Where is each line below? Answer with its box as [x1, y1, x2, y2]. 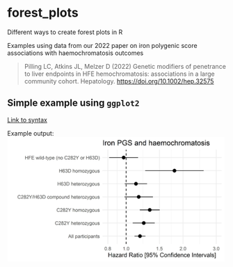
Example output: [7, 129, 54, 137]
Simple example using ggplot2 [7, 97, 140, 109]
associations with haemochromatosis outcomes [7, 49, 144, 57]
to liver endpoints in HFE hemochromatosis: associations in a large [24, 70, 215, 78]
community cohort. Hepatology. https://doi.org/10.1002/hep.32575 [24, 76, 214, 85]
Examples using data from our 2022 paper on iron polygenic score [7, 41, 198, 49]
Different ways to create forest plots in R [7, 28, 123, 36]
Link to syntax [7, 115, 47, 124]
